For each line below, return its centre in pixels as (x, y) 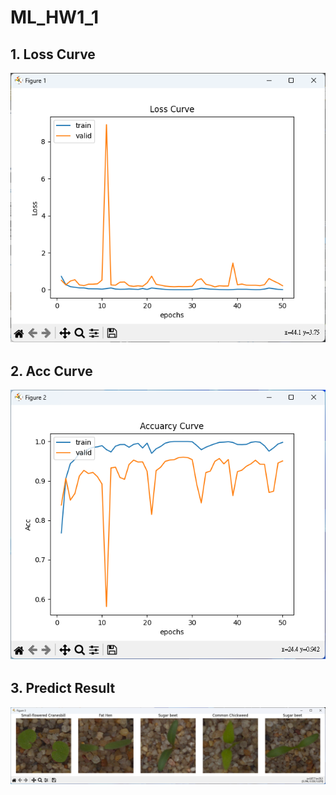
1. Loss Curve (53, 54)
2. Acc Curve (51, 371)
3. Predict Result (63, 688)
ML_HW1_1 (55, 17)
